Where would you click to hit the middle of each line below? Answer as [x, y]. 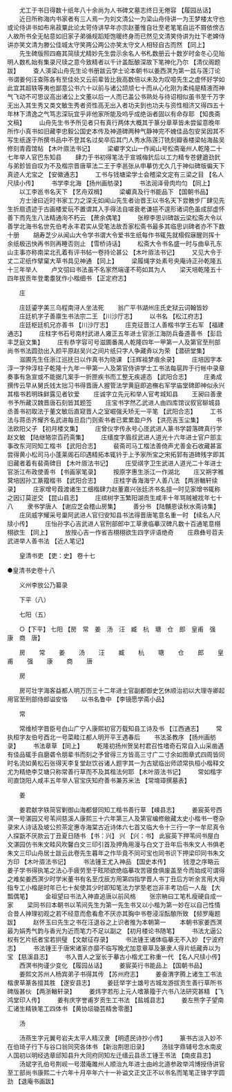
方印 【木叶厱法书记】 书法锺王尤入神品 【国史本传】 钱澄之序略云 [113, 862]
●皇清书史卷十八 [31, 570]
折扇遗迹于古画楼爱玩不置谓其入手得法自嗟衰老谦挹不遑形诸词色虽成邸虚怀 [119, 209]
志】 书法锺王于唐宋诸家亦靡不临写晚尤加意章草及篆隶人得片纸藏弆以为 [114, 948]
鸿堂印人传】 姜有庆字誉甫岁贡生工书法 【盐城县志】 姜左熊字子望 [113, 1000]
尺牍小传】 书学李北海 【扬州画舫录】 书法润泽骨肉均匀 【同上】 [110, 183]
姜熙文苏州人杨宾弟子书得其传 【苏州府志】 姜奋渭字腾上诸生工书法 [120, 974]
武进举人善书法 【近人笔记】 [47, 541]
